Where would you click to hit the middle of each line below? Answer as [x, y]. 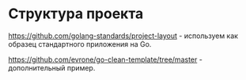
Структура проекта [76, 14]
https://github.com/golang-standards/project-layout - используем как [123, 36]
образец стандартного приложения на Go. [80, 44]
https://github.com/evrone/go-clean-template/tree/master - [106, 59]
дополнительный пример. [52, 67]
